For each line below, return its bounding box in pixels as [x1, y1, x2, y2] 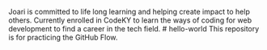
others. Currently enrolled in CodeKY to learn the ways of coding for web [8, 15, 252, 25]
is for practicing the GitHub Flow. [8, 32, 118, 42]
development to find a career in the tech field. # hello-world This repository [8, 24, 260, 33]
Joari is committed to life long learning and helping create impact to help [8, 7, 251, 16]
